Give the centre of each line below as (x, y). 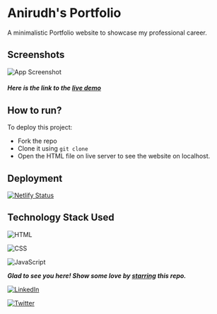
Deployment (35, 178)
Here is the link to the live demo (54, 88)
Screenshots (36, 55)
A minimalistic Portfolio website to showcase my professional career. (107, 33)
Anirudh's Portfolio (64, 13)
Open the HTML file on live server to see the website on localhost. (114, 156)
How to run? (35, 110)
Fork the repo (37, 141)
